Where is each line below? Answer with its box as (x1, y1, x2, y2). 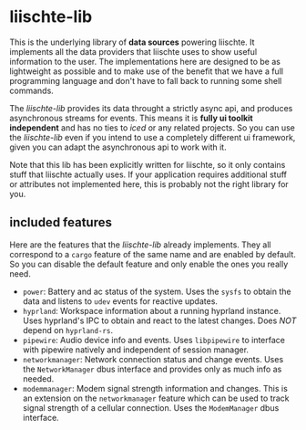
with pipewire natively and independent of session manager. (22, 344, 249, 355)
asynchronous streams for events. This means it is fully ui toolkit (9, 112, 253, 123)
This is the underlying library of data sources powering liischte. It (9, 37, 255, 47)
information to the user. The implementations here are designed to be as (9, 56, 280, 67)
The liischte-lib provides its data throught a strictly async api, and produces (9, 102, 293, 113)
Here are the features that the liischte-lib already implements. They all (9, 239, 271, 250)
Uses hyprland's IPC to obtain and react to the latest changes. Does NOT (22, 315, 297, 326)
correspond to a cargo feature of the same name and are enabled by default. (9, 248, 296, 259)
